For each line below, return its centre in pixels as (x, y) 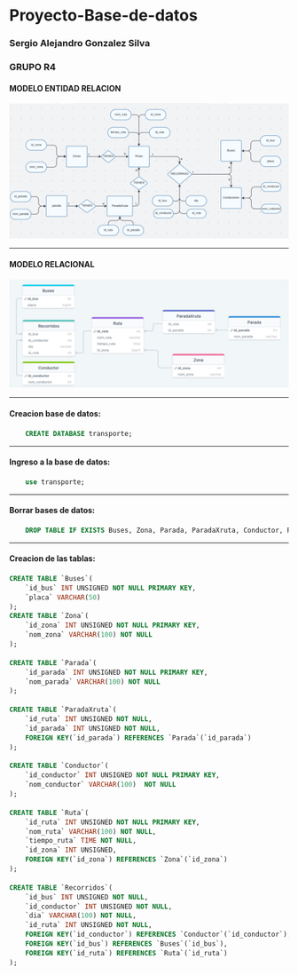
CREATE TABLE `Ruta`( (49, 812)
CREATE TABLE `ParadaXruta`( (63, 710)
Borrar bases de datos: (52, 511)
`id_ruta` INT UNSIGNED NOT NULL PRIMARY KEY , (113, 822)
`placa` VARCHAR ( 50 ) (63, 597)
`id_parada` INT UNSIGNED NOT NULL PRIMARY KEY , (117, 672)
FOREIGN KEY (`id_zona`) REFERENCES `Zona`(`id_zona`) (126, 860)
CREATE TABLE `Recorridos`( (61, 888)
